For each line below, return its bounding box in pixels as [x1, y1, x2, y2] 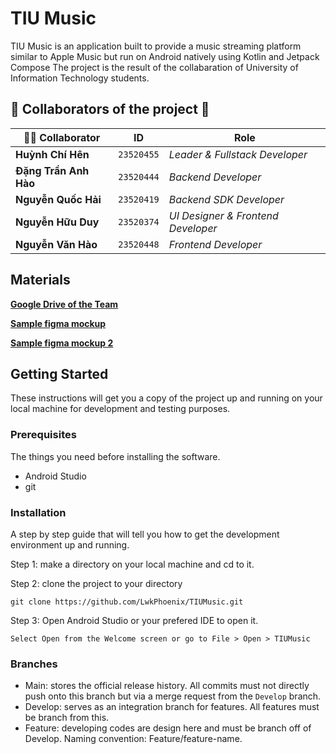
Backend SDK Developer [168, 192, 285, 206]
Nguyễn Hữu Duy [15, 215, 100, 229]
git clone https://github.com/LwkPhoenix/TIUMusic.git [10, 597, 244, 607]
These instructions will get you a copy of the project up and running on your [10, 392, 323, 404]
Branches [10, 657, 58, 671]
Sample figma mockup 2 [10, 337, 114, 349]
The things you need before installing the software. [10, 450, 221, 462]
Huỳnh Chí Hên [15, 147, 90, 161]
